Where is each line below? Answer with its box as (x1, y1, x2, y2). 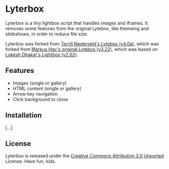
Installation (5, 111, 42, 120)
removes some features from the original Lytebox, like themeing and (5, 25, 150, 31)
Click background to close (12, 96, 68, 102)
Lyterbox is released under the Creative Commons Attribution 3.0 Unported (5, 153, 164, 159)
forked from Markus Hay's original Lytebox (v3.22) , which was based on (5, 46, 158, 52)
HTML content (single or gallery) (12, 85, 82, 91)
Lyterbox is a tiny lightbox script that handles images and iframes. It (5, 20, 148, 26)
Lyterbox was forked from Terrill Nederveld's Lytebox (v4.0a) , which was (5, 40, 159, 46)
